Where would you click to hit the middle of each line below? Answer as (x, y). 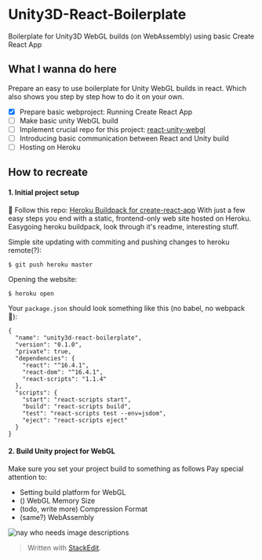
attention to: (27, 477)
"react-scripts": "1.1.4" (65, 379)
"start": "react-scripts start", (77, 399)
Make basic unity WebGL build (69, 120)
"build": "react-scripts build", (77, 406)
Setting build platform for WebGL (73, 492)
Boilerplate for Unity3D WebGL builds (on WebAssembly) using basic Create (131, 36)
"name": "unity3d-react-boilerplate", (79, 338)
